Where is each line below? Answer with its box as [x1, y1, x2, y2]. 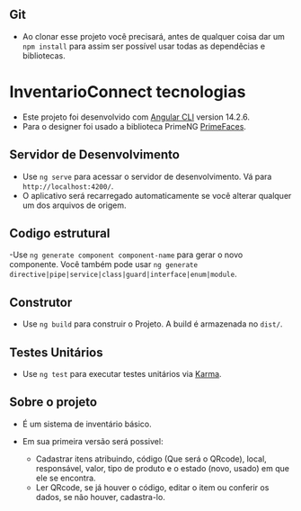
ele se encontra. [35, 472, 96, 483]
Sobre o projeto [9, 395, 97, 410]
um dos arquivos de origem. [22, 200, 127, 211]
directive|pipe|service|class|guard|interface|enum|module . [9, 269, 237, 280]
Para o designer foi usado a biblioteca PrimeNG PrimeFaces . [22, 121, 247, 131]
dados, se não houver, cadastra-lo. [35, 491, 166, 502]
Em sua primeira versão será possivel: [22, 435, 164, 446]
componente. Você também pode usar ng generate [9, 259, 199, 270]
